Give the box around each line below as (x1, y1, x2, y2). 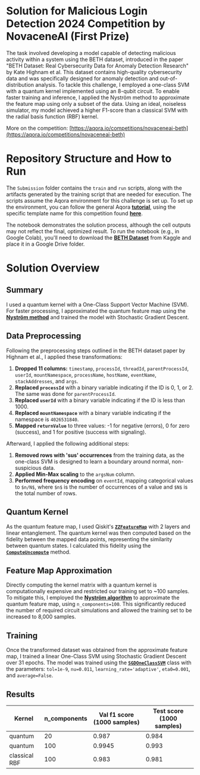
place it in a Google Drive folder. (6, 240, 85, 248)
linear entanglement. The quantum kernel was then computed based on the (6, 529, 192, 536)
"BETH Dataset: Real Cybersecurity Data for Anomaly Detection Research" (6, 62, 189, 69)
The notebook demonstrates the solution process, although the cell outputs (6, 221, 191, 228)
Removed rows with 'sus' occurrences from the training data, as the (14, 451, 185, 459)
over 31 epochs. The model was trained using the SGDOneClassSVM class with (6, 659, 192, 666)
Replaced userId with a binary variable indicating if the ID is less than (14, 396, 186, 404)
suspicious (14, 464, 42, 471)
